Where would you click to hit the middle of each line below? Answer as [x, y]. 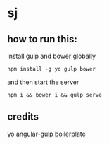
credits [23, 117]
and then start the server [43, 82]
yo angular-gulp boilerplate [46, 134]
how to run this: [42, 39]
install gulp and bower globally [52, 56]
